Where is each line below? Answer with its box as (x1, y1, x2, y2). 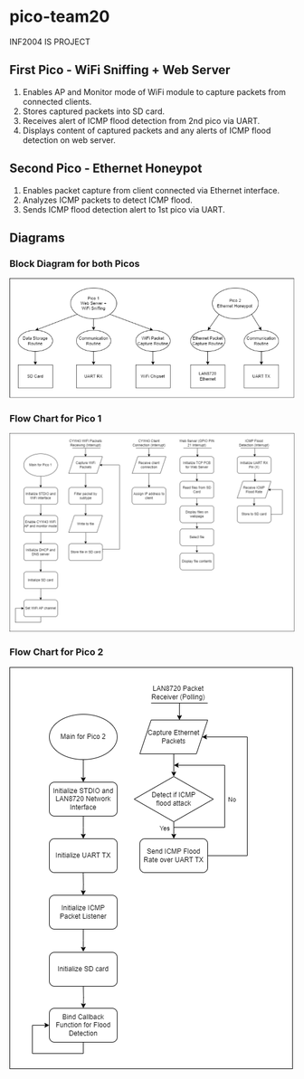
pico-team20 (9, 6, 110, 27)
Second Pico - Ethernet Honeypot (9, 161, 203, 176)
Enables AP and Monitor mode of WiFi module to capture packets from (22, 86, 287, 97)
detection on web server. (22, 134, 116, 146)
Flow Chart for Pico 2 (9, 646, 104, 658)
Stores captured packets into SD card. (22, 106, 166, 117)
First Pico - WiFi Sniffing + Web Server (9, 62, 231, 78)
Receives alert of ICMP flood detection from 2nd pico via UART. (22, 115, 261, 126)
